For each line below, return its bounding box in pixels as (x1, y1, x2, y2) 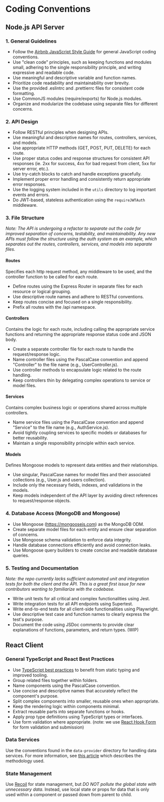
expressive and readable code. (12, 70, 75, 75)
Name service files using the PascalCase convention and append (12, 419, 144, 425)
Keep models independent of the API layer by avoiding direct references (12, 492, 158, 498)
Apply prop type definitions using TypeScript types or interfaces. (12, 714, 143, 720)
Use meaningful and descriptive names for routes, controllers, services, (12, 135, 157, 141)
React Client (5, 641, 43, 650)
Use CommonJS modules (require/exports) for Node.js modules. (12, 96, 143, 101)
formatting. (12, 90, 36, 96)
